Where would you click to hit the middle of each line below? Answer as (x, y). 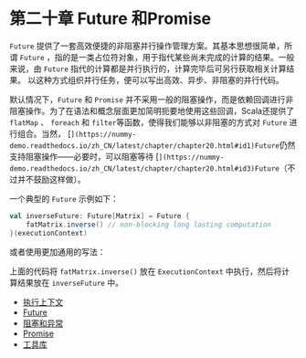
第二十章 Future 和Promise (111, 19)
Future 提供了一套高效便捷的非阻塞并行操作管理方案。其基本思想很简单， (147, 46)
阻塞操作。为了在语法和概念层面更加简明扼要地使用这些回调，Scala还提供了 (152, 111)
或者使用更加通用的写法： (58, 251)
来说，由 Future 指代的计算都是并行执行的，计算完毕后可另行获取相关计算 (148, 68)
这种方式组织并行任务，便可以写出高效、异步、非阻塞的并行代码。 (159, 79)
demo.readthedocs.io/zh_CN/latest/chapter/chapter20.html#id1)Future (145, 146)
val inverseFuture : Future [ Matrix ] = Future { (100, 216)
